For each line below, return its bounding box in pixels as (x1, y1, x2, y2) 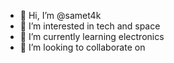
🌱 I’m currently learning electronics (19, 31, 165, 42)
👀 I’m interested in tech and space (19, 20, 161, 32)
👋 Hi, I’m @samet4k (19, 10, 102, 21)
